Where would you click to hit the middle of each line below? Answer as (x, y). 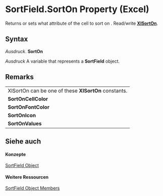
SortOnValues (25, 123)
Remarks (20, 77)
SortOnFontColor (29, 107)
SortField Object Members (32, 188)
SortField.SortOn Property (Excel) (77, 9)
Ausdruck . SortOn (24, 51)
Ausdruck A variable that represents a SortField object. (62, 61)
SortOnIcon (22, 115)
